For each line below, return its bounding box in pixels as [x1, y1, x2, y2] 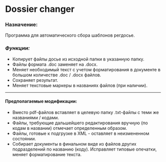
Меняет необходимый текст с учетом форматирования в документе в [12, 66, 161, 72]
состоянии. [12, 135, 36, 142]
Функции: [5, 45, 30, 52]
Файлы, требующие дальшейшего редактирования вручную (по [12, 120, 148, 126]
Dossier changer [5, 3, 75, 15]
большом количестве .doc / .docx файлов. [12, 72, 101, 78]
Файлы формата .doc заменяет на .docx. [12, 61, 98, 67]
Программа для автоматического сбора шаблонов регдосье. [5, 32, 135, 38]
